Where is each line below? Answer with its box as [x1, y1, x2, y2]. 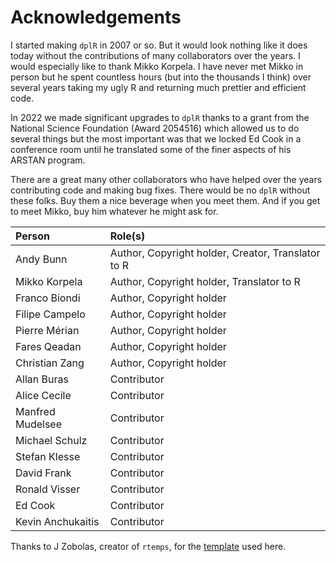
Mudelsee [15, 417, 63, 431]
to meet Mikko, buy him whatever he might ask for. [10, 205, 219, 217]
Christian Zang [15, 356, 85, 370]
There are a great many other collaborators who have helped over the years [10, 173, 323, 185]
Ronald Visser [15, 482, 81, 496]
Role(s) [109, 229, 146, 243]
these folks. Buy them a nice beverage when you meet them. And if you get [10, 194, 321, 206]
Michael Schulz [15, 433, 88, 447]
